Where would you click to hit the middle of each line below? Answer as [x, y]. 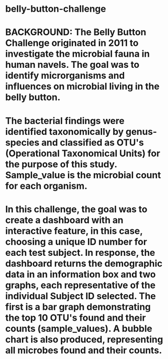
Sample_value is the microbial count [83, 175]
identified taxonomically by [65, 131]
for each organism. [46, 186]
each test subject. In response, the [80, 253]
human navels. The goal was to [72, 65]
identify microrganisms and [65, 76]
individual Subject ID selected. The [81, 296]
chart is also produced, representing [84, 339]
